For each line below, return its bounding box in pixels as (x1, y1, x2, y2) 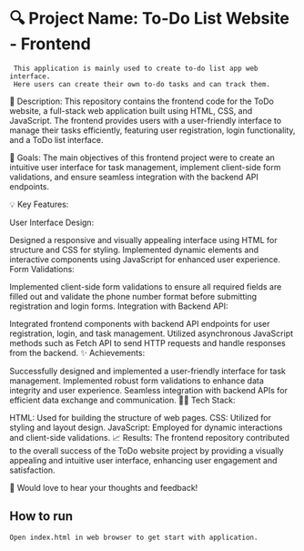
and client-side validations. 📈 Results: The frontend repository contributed (9, 432, 289, 443)
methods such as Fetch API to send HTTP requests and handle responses (9, 337, 287, 348)
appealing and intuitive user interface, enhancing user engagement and (9, 454, 278, 465)
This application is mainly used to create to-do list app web (13, 64, 258, 73)
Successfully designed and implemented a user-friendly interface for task (9, 365, 287, 376)
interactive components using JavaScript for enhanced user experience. (9, 253, 280, 265)
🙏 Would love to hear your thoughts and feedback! (9, 482, 198, 493)
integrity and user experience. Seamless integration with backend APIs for (9, 384, 289, 395)
